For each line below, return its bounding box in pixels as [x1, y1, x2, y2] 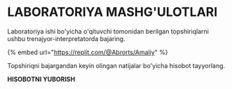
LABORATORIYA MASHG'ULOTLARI [7, 4, 218, 20]
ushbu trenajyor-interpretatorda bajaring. [7, 34, 125, 42]
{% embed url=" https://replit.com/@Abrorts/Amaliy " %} [7, 48, 168, 56]
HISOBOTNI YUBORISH [7, 74, 76, 83]
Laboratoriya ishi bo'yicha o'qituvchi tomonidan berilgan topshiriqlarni [7, 27, 209, 35]
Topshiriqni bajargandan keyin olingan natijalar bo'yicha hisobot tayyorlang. [7, 61, 226, 70]
